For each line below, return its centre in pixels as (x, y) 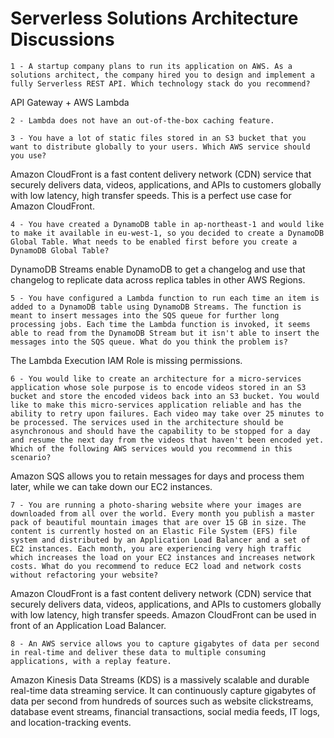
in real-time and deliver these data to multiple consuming (138, 652)
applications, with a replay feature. (91, 661)
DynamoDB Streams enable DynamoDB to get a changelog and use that (158, 269)
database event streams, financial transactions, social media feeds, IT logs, (165, 711)
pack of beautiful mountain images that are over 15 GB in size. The (158, 522)
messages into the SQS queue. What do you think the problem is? (149, 342)
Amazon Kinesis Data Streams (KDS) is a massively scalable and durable (160, 679)
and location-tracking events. (71, 722)
